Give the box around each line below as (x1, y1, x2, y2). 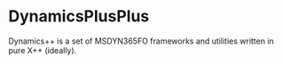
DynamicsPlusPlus (8, 6, 150, 27)
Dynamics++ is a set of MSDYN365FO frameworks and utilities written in (8, 36, 274, 46)
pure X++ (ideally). (8, 44, 77, 55)
